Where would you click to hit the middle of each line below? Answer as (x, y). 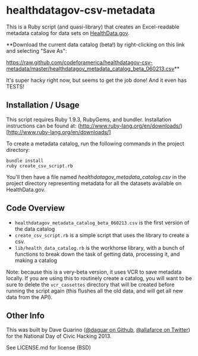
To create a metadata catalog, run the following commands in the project (95, 144)
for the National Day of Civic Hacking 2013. (59, 336)
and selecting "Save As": (37, 50)
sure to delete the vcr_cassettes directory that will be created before (90, 284)
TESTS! (15, 86)
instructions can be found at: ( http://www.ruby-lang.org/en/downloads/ (93, 126)
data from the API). (29, 297)
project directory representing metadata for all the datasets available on (94, 183)
